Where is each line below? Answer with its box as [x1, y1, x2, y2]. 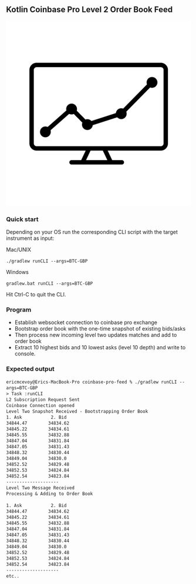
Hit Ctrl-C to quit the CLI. [6, 291, 66, 298]
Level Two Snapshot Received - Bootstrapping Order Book [6, 408, 148, 414]
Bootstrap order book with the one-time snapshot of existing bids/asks [14, 325, 186, 332]
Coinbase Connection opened [6, 402, 75, 408]
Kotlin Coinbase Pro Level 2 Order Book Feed [6, 5, 173, 15]
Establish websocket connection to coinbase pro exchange [14, 319, 157, 326]
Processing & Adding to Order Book [6, 490, 93, 496]
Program [6, 306, 32, 314]
